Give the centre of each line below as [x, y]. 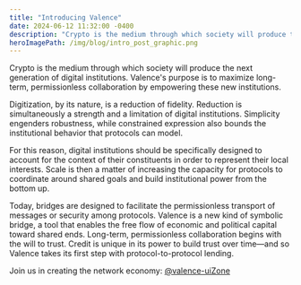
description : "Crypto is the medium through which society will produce [148, 34]
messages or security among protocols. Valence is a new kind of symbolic [146, 215]
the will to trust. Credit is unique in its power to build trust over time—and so [149, 244]
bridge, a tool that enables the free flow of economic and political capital [143, 225]
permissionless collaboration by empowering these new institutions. [156, 87]
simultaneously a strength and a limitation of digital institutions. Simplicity [145, 114]
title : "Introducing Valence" [66, 17]
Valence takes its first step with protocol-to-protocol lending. [122, 254]
